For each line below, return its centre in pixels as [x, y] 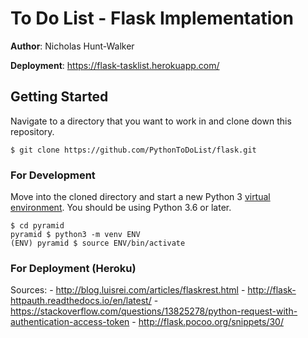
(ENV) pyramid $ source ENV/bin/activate [98, 243]
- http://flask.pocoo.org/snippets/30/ [207, 322]
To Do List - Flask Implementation [152, 18]
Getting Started [59, 97]
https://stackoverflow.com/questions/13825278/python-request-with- [154, 311]
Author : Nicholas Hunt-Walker [72, 46]
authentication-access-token [70, 322]
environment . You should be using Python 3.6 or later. [121, 208]
